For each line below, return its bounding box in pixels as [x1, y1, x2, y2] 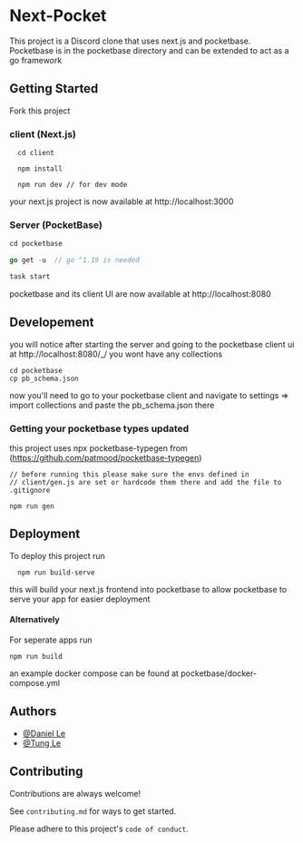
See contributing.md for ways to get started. [9, 805, 177, 817]
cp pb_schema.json [9, 374, 79, 383]
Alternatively [9, 614, 61, 625]
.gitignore [9, 486, 51, 495]
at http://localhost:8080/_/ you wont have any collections [9, 348, 223, 359]
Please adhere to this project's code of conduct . [9, 823, 189, 834]
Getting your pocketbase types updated [9, 422, 190, 435]
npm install [17, 164, 64, 173]
